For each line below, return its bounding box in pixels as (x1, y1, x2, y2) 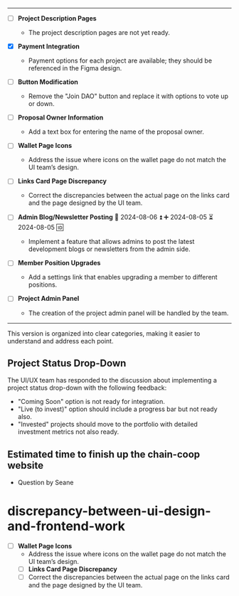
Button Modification (17, 78, 78, 86)
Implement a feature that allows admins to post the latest (28, 238, 195, 246)
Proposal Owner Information (17, 113, 104, 122)
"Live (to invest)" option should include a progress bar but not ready (17, 405, 218, 413)
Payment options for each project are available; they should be (28, 56, 212, 65)
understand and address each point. (7, 336, 114, 345)
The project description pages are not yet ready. (28, 28, 171, 37)
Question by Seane (17, 478, 74, 487)
